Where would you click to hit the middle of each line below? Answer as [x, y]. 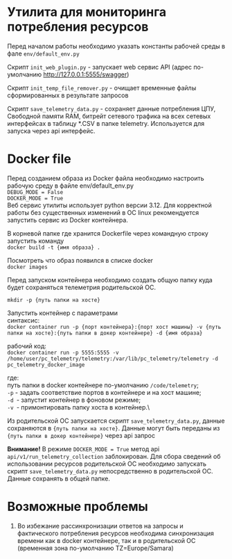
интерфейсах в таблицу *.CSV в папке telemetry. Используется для [106, 123]
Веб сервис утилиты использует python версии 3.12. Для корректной [110, 205]
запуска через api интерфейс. [51, 131]
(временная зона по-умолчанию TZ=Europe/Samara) [96, 548]
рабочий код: [27, 346]
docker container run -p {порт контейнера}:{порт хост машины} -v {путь [114, 327]
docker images [28, 267]
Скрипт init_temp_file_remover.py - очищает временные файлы [102, 88]
